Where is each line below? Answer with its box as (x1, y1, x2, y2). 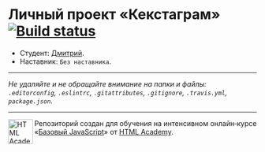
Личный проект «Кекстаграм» (8, 6, 221, 24)
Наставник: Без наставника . (19, 57, 112, 66)
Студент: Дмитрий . (19, 48, 84, 57)
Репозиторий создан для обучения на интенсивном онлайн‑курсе (34, 118, 257, 128)
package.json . (8, 96, 53, 106)
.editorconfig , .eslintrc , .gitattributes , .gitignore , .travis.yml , (8, 87, 227, 97)
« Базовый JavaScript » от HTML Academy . (34, 127, 174, 136)
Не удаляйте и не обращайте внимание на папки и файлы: (8, 79, 207, 88)
